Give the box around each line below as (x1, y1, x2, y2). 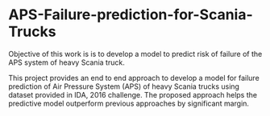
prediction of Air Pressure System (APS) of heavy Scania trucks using (8, 82, 240, 91)
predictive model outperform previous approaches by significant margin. (8, 98, 250, 108)
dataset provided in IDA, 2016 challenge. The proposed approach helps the (8, 90, 258, 99)
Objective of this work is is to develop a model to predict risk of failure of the (8, 49, 263, 58)
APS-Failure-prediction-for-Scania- (8, 6, 254, 24)
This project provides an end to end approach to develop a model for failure (8, 73, 260, 82)
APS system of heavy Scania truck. (8, 58, 125, 67)
